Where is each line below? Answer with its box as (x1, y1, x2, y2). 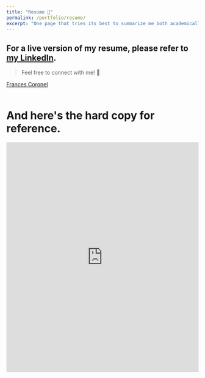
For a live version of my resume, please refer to (6, 43, 189, 53)
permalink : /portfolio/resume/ (6, 15, 86, 21)
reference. (6, 122, 61, 135)
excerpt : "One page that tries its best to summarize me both (6, 20, 168, 26)
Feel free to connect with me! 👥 (21, 69, 101, 77)
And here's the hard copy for (6, 108, 155, 123)
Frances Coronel (6, 81, 48, 88)
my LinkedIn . (6, 53, 57, 63)
